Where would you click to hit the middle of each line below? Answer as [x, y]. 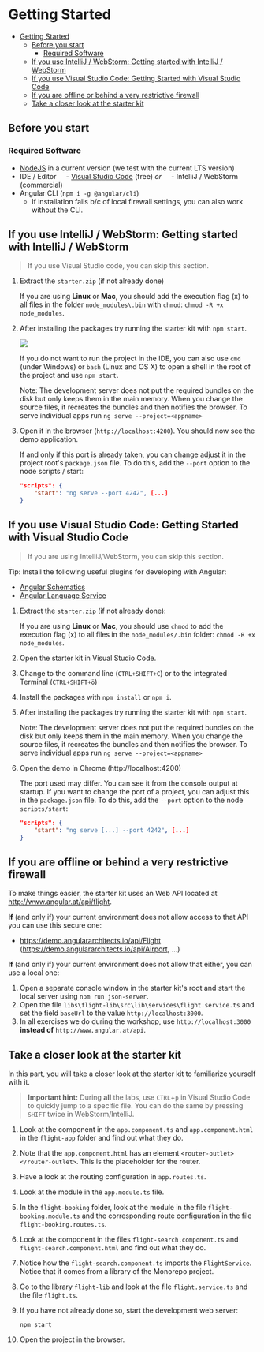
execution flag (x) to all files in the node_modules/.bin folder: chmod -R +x [138, 634]
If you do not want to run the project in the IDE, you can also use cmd [130, 359]
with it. [19, 1082]
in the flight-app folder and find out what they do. [101, 1138]
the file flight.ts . [49, 1295]
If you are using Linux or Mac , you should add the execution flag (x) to [134, 297]
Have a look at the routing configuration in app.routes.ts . [113, 1177]
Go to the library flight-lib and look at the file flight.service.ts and [134, 1287]
